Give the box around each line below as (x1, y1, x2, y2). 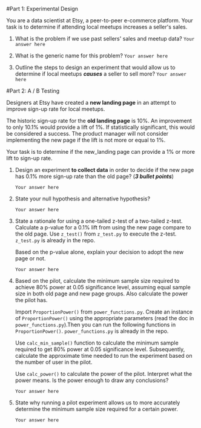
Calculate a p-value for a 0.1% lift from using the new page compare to (15, 224, 192, 231)
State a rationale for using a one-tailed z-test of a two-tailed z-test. (15, 217, 183, 225)
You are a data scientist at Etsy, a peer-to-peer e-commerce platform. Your (6, 17, 194, 24)
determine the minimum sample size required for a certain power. (15, 406, 179, 412)
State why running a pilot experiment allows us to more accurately (15, 399, 180, 406)
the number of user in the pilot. (15, 358, 93, 366)
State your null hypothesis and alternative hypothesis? (15, 195, 150, 202)
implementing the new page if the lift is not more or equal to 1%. (6, 136, 166, 143)
